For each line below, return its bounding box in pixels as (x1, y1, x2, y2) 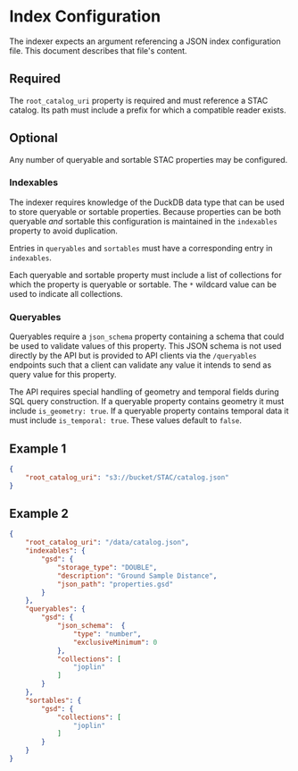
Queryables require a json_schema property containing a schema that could (9, 331, 285, 342)
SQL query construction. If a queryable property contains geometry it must (9, 396, 285, 407)
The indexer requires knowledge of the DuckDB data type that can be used (9, 197, 286, 208)
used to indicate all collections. (9, 288, 123, 299)
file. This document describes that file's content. (9, 45, 187, 55)
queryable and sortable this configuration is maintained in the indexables (9, 216, 278, 226)
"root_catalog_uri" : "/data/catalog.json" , (25, 538, 190, 547)
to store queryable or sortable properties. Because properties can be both (9, 206, 282, 216)
